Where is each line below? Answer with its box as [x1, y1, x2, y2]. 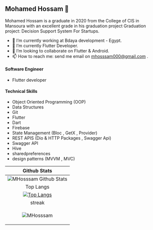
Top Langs [25, 183, 50, 190]
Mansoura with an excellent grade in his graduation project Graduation [5, 23, 146, 29]
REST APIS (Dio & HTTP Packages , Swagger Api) [12, 135, 112, 141]
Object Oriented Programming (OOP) [12, 99, 86, 105]
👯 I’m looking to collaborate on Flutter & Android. [12, 48, 109, 53]
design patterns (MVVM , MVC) [12, 156, 75, 162]
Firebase [12, 125, 30, 131]
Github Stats [22, 167, 52, 174]
